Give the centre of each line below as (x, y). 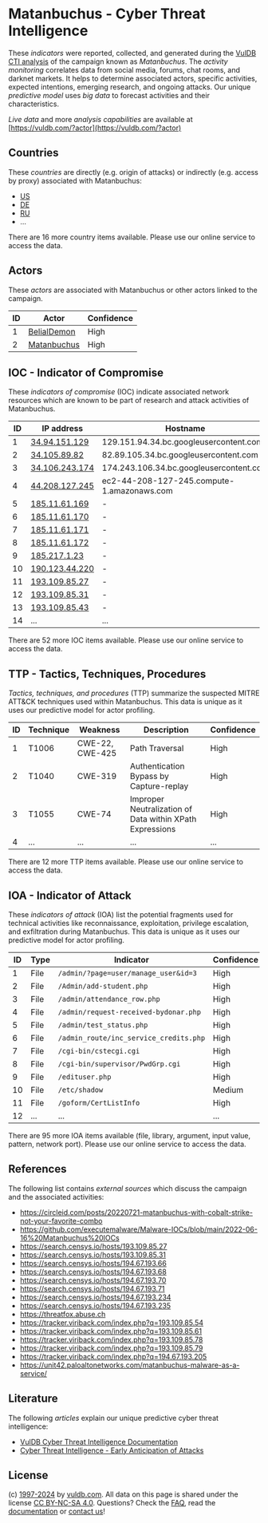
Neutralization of (161, 809)
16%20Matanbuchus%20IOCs (69, 1237)
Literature (33, 1399)
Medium (228, 1090)
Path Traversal (157, 749)
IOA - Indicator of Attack (70, 895)
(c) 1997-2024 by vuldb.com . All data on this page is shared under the (123, 1494)
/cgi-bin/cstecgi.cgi (99, 1051)
